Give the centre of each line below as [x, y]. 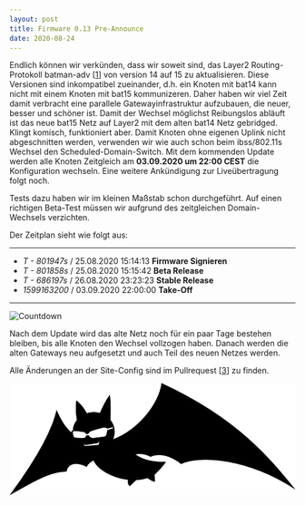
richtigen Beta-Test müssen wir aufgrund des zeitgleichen [118, 208]
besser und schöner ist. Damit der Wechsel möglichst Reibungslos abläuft [148, 113]
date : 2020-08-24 [42, 38]
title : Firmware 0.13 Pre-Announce [77, 29]
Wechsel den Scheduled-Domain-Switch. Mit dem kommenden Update [142, 152]
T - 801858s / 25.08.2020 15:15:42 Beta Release [113, 271]
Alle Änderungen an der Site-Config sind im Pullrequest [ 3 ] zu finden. [139, 371]
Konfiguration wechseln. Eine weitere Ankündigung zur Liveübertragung [144, 171]
